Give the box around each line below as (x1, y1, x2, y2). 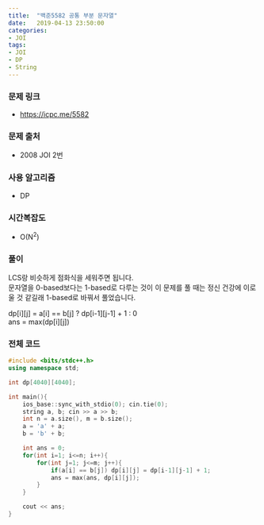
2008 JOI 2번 (19, 150, 63, 160)
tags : (8, 41, 26, 49)
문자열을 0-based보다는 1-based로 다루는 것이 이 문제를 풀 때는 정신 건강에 (8, 283, 242, 292)
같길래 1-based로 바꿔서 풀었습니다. (25, 292, 136, 302)
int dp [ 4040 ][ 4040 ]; (8, 378, 77, 386)
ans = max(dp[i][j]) (8, 317, 70, 326)
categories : (8, 26, 48, 34)
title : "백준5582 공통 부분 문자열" (8, 11, 118, 20)
